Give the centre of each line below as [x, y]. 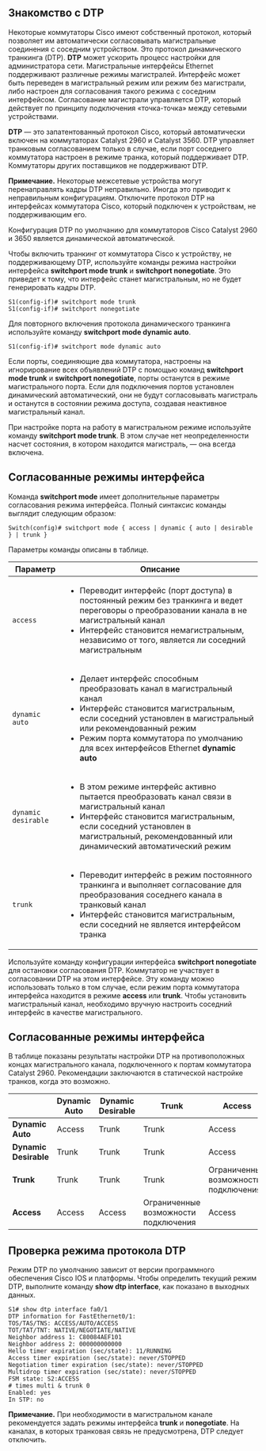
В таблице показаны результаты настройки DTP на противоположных [127, 1056]
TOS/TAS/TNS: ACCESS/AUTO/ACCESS [63, 1323]
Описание [160, 569]
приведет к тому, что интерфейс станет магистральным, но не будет [125, 279]
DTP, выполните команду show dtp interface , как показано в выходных [129, 1287]
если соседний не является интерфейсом [160, 925]
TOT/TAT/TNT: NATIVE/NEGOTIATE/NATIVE [72, 1330]
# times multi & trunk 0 [49, 1386]
